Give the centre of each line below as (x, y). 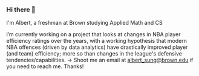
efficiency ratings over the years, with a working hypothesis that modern (97, 41)
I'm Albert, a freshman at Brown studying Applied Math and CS (84, 23)
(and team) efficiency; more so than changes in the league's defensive (94, 54)
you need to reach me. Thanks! (45, 66)
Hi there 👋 (21, 10)
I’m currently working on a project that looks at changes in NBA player (93, 34)
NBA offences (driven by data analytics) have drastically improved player (97, 47)
